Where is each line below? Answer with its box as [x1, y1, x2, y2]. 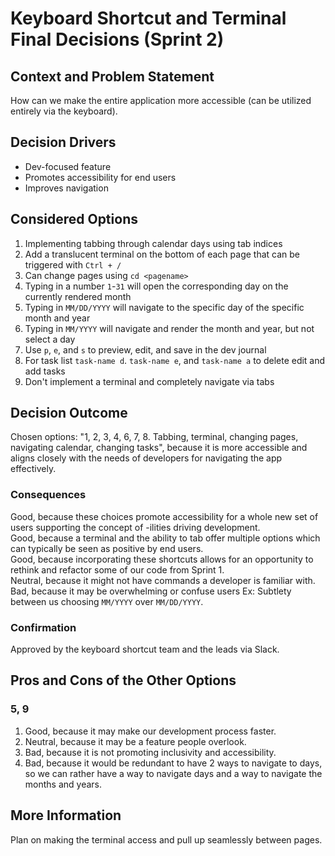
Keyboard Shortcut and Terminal [10, 7, 287, 30]
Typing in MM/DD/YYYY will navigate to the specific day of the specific [24, 301, 305, 313]
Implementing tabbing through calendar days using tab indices [24, 237, 283, 249]
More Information [10, 807, 122, 824]
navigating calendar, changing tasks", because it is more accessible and [10, 442, 308, 454]
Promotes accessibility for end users [24, 171, 177, 183]
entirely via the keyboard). [10, 105, 118, 117]
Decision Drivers [10, 134, 117, 151]
